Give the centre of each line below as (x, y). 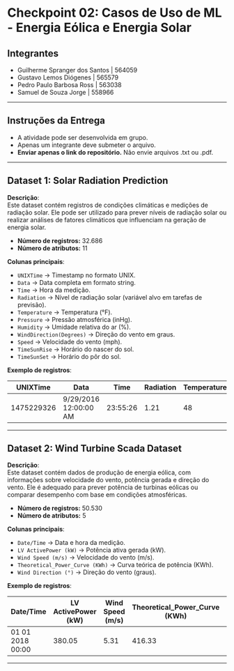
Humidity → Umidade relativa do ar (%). (74, 327)
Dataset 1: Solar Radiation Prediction (88, 181)
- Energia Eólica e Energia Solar (99, 28)
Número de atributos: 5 (52, 516)
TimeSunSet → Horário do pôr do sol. (69, 356)
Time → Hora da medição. (54, 290)
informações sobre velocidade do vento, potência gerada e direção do (108, 480)
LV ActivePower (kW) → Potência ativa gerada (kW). (91, 550)
